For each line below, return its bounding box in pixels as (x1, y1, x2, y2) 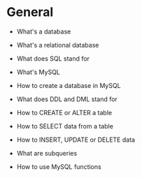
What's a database (16, 27, 71, 36)
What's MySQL (16, 68, 61, 76)
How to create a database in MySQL (16, 81, 121, 89)
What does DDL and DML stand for (16, 95, 118, 103)
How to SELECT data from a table (16, 121, 113, 130)
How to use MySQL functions (16, 162, 102, 171)
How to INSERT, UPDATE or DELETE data (16, 135, 136, 144)
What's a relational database (16, 40, 99, 49)
